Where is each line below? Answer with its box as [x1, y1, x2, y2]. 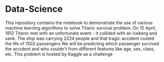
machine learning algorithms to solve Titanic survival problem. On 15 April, [5, 25, 157, 31]
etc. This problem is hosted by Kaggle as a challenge [5, 51, 113, 57]
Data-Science [5, 3, 63, 15]
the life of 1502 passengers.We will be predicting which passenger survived [5, 40, 160, 46]
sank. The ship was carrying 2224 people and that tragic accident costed [5, 35, 155, 41]
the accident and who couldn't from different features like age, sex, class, [5, 46, 155, 52]
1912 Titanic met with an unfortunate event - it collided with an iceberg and [5, 30, 157, 36]
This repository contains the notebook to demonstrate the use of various [5, 20, 153, 26]
